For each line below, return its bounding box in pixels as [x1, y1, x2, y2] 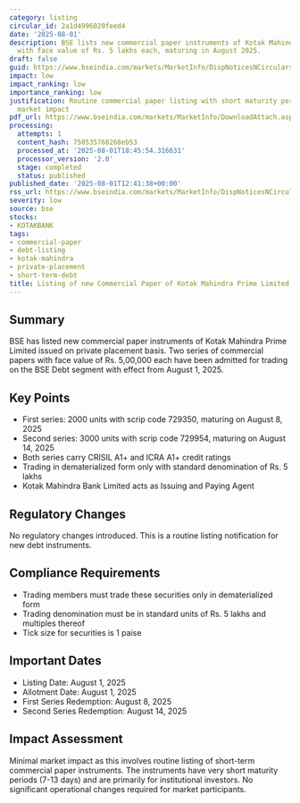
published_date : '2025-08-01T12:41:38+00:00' [9, 180, 181, 189]
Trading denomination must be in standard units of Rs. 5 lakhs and [21, 608, 266, 619]
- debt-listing [9, 246, 66, 255]
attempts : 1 [17, 130, 62, 139]
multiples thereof [21, 618, 86, 629]
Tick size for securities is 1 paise [21, 627, 142, 638]
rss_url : [9, 188, 42, 197]
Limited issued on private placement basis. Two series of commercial [9, 345, 264, 356]
